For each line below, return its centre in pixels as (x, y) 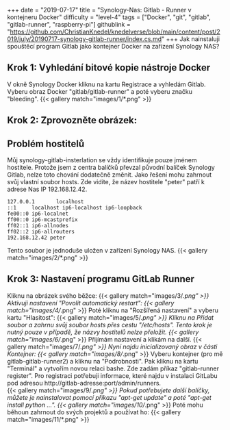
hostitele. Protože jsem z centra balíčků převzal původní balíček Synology (111, 168)
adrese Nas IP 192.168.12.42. (47, 189)
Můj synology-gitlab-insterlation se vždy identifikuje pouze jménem (102, 160)
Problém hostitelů (46, 143)
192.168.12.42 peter (37, 238)
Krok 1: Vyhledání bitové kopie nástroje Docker (109, 68)
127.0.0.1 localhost (46, 202)
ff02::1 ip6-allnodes (38, 226)
